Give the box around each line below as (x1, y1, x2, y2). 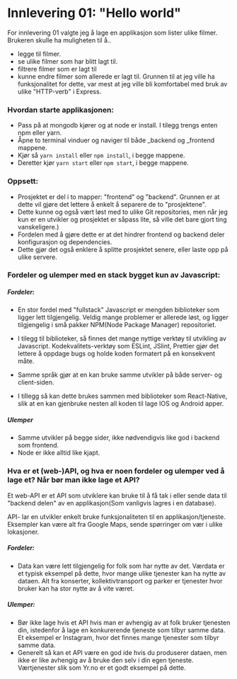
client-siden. (17, 378, 54, 387)
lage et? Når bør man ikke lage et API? (7, 475, 140, 485)
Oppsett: (7, 176, 39, 186)
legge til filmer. (17, 50, 62, 58)
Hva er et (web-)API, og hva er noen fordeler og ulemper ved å (7, 466, 225, 476)
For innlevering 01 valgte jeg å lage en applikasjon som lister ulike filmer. (7, 28, 218, 37)
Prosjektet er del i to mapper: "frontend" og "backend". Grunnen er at (17, 193, 220, 201)
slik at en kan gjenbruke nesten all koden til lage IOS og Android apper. (17, 399, 224, 408)
